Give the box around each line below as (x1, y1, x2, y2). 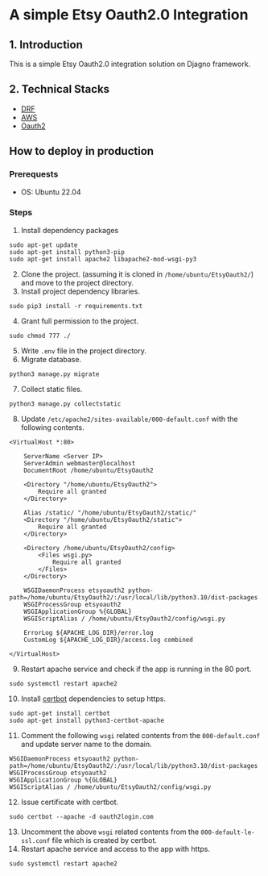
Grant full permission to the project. (20, 316, 139, 326)
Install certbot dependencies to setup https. (20, 694, 166, 703)
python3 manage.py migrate (9, 369, 100, 378)
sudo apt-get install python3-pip (9, 248, 126, 256)
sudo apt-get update (9, 240, 79, 249)
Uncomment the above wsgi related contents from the (20, 827, 200, 836)
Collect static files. (20, 384, 83, 394)
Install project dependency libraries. (20, 286, 140, 296)
